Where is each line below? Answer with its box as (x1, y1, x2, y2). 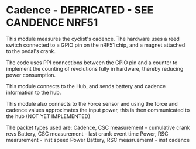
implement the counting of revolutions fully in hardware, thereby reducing (6, 65, 184, 72)
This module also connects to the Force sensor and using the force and (6, 100, 178, 107)
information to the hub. (6, 89, 61, 96)
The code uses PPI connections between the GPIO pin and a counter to (6, 59, 178, 66)
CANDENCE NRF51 (6, 16, 98, 29)
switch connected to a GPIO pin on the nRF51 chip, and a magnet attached (6, 41, 185, 48)
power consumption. (6, 71, 56, 78)
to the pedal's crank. (6, 47, 56, 54)
